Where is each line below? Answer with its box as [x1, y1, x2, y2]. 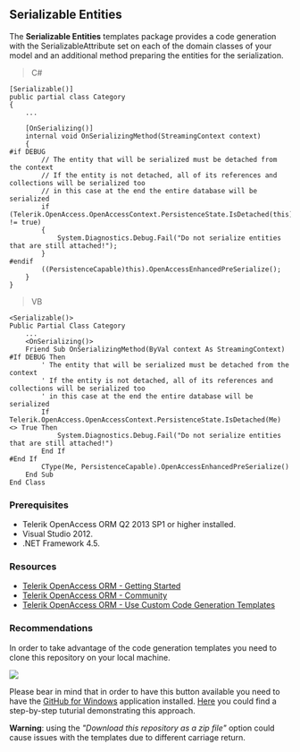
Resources [9, 560, 57, 573]
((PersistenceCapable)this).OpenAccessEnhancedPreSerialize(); [41, 264, 281, 274]
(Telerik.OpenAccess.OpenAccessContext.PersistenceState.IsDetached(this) [9, 209, 294, 218]
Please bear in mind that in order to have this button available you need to [9, 686, 280, 696]
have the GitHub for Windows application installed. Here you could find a [9, 696, 277, 706]
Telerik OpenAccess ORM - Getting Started [21, 581, 181, 592]
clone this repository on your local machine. [9, 652, 171, 662]
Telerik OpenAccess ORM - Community [21, 590, 168, 601]
